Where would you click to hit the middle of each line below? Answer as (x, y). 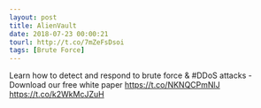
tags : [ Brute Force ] (47, 50)
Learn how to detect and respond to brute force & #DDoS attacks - (130, 75)
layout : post (33, 17)
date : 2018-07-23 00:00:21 (59, 34)
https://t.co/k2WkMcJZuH (57, 95)
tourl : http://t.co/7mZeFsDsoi (67, 42)
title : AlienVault (43, 26)
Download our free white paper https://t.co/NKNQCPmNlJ (115, 85)
